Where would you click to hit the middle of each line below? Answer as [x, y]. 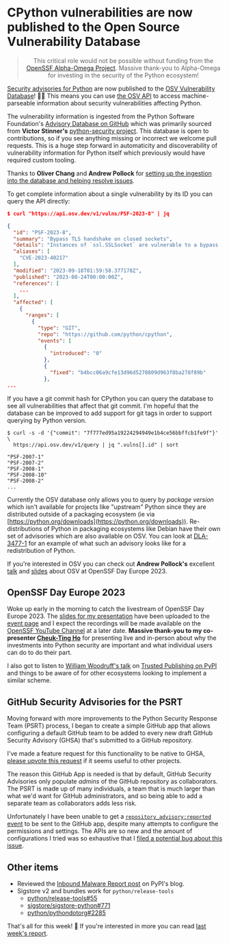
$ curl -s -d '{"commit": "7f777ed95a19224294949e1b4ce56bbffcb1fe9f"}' [113, 433]
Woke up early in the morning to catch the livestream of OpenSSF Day [106, 609]
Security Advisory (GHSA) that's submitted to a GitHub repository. [100, 741]
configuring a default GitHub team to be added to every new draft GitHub [110, 733]
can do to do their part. [40, 653]
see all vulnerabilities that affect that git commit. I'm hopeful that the [103, 406]
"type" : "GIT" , [59, 328]
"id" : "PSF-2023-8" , [42, 232]
